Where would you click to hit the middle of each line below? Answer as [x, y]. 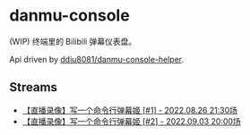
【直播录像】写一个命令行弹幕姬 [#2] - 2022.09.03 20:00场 [132, 121]
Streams [34, 87]
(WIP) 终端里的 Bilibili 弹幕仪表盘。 [73, 41]
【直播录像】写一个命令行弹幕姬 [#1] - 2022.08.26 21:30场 [130, 110]
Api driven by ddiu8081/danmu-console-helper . [97, 59]
